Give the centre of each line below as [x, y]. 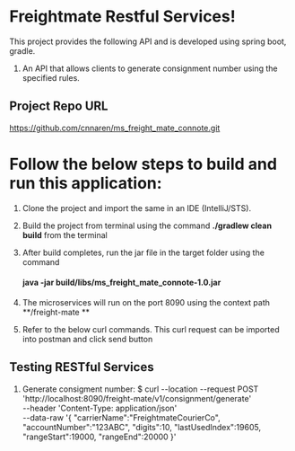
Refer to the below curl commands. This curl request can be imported [151, 329]
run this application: [86, 183]
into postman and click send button [87, 339]
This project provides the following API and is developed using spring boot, [148, 41]
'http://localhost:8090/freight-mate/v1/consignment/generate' [137, 398]
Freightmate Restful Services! [122, 17]
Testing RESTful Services [82, 367]
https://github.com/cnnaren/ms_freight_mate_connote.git [115, 128]
